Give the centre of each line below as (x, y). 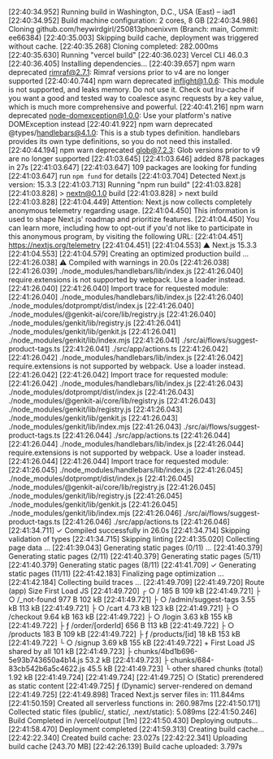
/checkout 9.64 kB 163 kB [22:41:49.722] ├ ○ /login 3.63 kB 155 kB (121, 617)
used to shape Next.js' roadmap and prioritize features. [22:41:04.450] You (134, 219)
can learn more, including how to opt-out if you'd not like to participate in (131, 228)
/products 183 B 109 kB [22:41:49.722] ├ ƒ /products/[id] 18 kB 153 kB (125, 634)
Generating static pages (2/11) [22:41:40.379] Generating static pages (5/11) (135, 556)
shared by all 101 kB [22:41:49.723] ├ (70, 651)
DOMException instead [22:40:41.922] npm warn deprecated (110, 124)
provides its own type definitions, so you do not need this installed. (121, 141)
